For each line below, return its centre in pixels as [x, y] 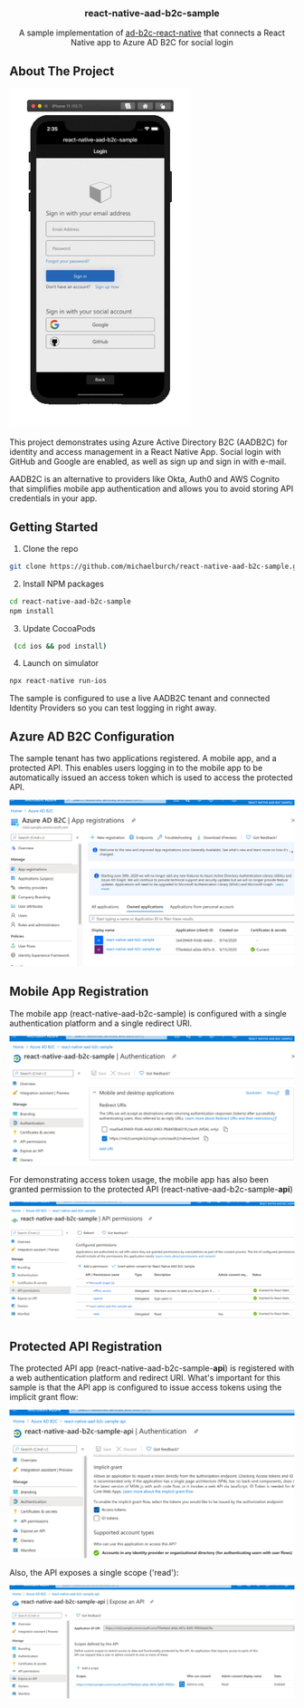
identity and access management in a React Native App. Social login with [145, 452]
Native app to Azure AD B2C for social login [152, 43]
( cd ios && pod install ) [60, 646]
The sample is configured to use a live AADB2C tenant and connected [140, 699]
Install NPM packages [63, 584]
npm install [32, 611]
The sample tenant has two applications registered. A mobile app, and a [143, 758]
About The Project [62, 71]
